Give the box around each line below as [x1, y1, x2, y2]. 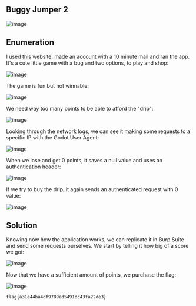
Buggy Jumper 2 [6, 5, 69, 15]
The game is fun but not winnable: [6, 82, 89, 89]
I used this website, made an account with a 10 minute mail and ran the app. [6, 53, 190, 60]
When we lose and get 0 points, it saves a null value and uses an [6, 157, 163, 164]
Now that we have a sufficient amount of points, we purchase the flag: [6, 271, 177, 278]
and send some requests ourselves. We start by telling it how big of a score [6, 242, 189, 250]
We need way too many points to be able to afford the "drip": [6, 105, 154, 112]
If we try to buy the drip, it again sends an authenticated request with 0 [6, 185, 178, 193]
